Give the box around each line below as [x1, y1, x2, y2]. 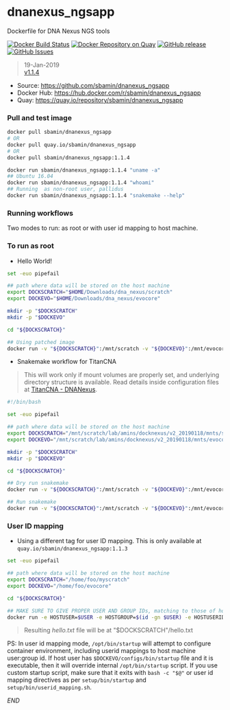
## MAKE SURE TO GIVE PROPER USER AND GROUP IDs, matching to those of [7, 607, 216, 615]
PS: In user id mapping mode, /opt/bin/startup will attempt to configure [7, 639, 212, 648]
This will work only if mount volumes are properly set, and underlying [23, 371, 220, 379]
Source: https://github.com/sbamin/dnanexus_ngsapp [16, 81, 170, 89]
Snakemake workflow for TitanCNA [16, 358, 116, 366]
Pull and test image [7, 113, 72, 122]
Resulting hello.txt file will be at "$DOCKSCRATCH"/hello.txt [23, 626, 194, 634]
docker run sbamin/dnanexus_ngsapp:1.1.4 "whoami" [7, 179, 155, 186]
